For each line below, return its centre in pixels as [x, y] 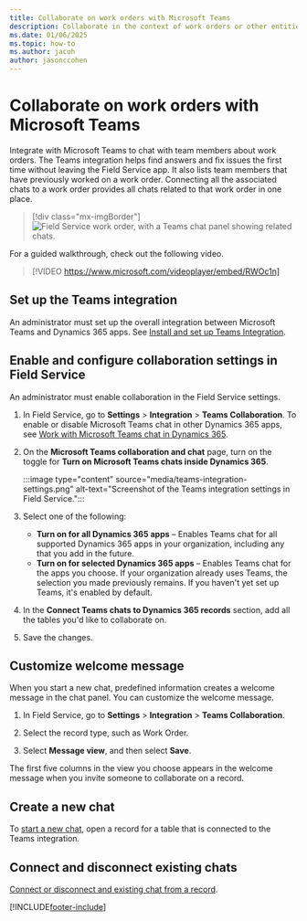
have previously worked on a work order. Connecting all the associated [143, 179]
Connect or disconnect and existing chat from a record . [114, 889]
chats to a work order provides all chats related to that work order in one [146, 189]
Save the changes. [58, 637]
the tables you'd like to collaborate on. [95, 619]
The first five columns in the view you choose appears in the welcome [142, 768]
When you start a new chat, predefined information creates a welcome [143, 688]
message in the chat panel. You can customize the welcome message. [142, 698]
